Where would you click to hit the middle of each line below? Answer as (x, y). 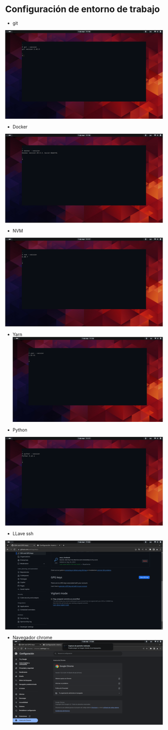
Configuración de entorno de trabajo (82, 9)
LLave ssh (23, 534)
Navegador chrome (32, 637)
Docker (20, 127)
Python (20, 430)
